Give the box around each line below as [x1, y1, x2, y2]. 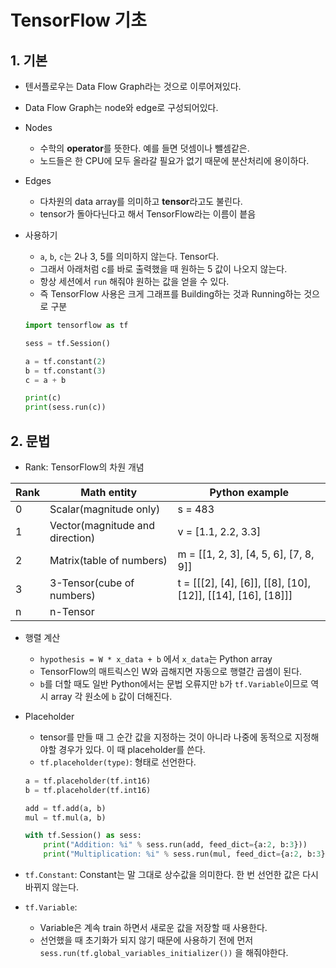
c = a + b [24, 375, 67, 385]
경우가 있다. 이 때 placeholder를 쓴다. [58, 743, 206, 755]
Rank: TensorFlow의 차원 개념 [24, 461, 145, 473]
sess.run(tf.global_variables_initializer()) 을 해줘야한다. [39, 947, 289, 959]
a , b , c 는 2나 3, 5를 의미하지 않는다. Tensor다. [39, 251, 220, 262]
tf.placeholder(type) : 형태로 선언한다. [39, 756, 197, 768]
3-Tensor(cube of [49, 576, 135, 590]
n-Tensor [49, 604, 95, 618]
